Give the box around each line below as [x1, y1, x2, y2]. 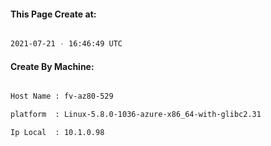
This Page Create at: [10, 8, 97, 20]
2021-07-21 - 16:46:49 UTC [10, 39, 123, 49]
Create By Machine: [10, 60, 95, 72]
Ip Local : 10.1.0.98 [10, 128, 105, 138]
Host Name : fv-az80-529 [10, 91, 114, 102]
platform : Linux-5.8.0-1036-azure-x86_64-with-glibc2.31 [10, 110, 262, 120]
